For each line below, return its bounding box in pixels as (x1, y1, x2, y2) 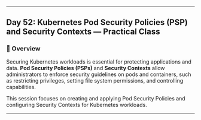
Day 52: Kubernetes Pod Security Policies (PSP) (6, 17, 188, 27)
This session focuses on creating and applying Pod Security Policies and (6, 94, 185, 102)
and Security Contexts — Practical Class (6, 27, 160, 37)
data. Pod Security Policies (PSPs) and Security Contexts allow (6, 64, 166, 71)
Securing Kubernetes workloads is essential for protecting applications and (6, 58, 191, 65)
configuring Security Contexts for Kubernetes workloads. (6, 101, 148, 108)
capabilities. (6, 83, 36, 90)
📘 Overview (6, 45, 41, 53)
